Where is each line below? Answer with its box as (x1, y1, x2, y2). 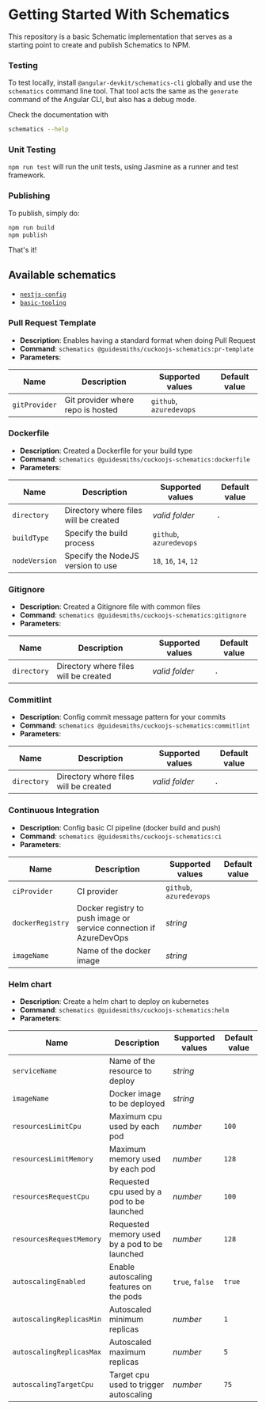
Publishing (8, 190, 51, 201)
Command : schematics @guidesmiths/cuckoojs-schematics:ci (19, 831, 222, 841)
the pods (109, 1291, 142, 1302)
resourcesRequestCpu (12, 1192, 89, 1201)
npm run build (8, 223, 55, 231)
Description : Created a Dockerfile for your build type (19, 446, 193, 455)
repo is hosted (64, 404, 119, 415)
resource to (109, 1066, 152, 1077)
